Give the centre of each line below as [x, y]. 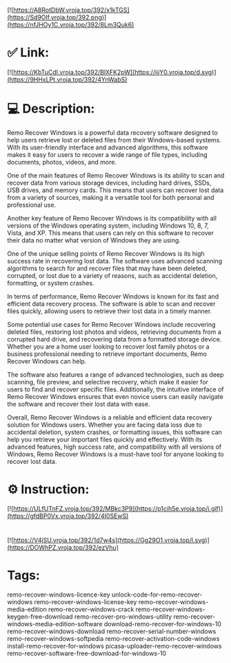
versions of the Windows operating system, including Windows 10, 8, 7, [108, 225]
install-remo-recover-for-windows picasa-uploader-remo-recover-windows [114, 646]
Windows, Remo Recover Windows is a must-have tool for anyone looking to [115, 454]
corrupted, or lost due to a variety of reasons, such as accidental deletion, [112, 275]
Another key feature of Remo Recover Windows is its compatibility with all [112, 218]
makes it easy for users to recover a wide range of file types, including [108, 154]
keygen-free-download [40, 616]
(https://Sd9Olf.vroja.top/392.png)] [57, 17]
